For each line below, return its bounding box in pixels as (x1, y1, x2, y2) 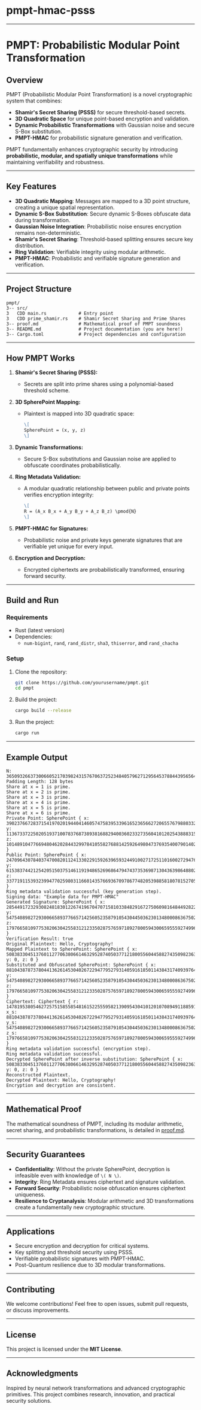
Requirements (6, 613, 48, 621)
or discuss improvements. (6, 1306, 70, 1314)
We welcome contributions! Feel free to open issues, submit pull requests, (6, 1300, 188, 1308)
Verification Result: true (6, 935, 74, 942)
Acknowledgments (6, 1369, 79, 1379)
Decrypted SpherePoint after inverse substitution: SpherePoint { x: (6, 1056, 184, 1062)
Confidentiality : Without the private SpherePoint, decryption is (14, 1165, 170, 1172)
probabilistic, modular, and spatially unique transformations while (6, 152, 173, 159)
